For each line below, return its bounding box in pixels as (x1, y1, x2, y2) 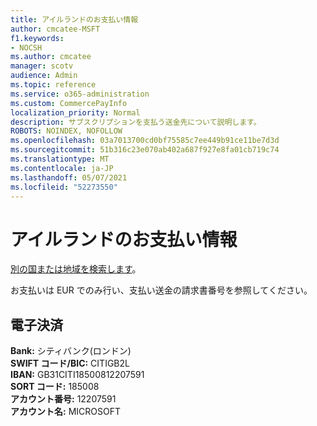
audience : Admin (10, 71, 78, 81)
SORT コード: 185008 (10, 381, 100, 393)
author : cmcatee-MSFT (10, 24, 101, 34)
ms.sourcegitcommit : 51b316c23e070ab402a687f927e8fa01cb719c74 (10, 145, 280, 155)
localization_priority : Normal (10, 107, 141, 118)
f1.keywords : (10, 33, 65, 43)
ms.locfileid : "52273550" (10, 182, 118, 192)
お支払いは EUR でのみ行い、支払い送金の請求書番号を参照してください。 (10, 284, 313, 296)
